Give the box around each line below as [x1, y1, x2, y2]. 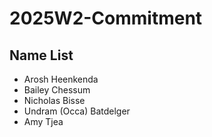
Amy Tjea [23, 116, 64, 127]
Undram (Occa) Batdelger [23, 105, 131, 117]
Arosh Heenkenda [23, 73, 99, 85]
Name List [9, 47, 74, 64]
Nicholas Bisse [23, 95, 86, 106]
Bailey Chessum [23, 84, 91, 96]
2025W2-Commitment [9, 7, 203, 30]
